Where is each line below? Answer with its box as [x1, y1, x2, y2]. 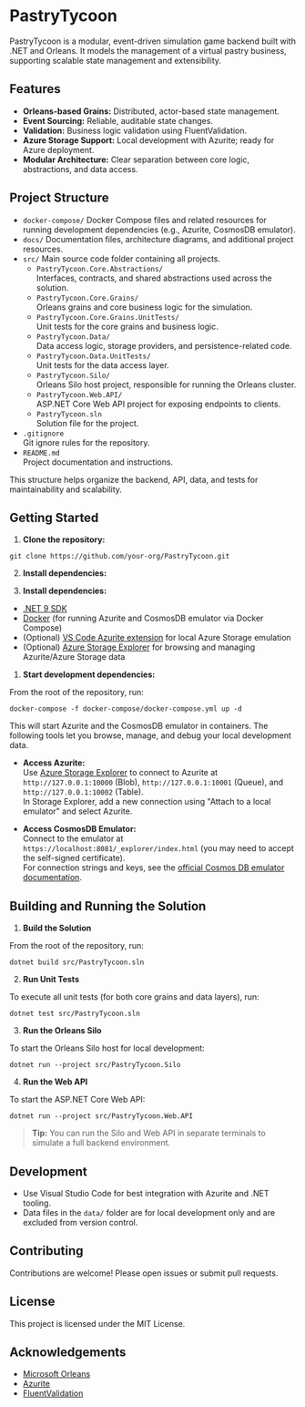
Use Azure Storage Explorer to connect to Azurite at [22, 767, 219, 778]
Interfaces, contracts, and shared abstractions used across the [36, 272, 272, 283]
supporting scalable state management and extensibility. [9, 55, 221, 66]
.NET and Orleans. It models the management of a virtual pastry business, [9, 45, 287, 56]
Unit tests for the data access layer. [36, 359, 170, 370]
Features [9, 81, 61, 97]
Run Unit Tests [22, 974, 80, 985]
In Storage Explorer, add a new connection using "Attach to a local [22, 796, 271, 807]
